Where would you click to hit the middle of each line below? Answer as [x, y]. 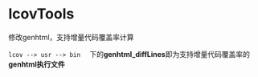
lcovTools [41, 14]
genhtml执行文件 [37, 64]
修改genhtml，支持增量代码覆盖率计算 [71, 37]
